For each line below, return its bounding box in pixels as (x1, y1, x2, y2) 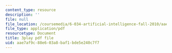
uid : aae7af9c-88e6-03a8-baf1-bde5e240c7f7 (5, 40, 100, 45)
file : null (5, 17, 29, 22)
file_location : (5, 21, 38, 27)
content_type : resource (5, 7, 56, 13)
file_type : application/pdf (5, 26, 66, 31)
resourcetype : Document (5, 31, 56, 36)
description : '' (5, 12, 40, 17)
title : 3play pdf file (5, 36, 54, 41)
